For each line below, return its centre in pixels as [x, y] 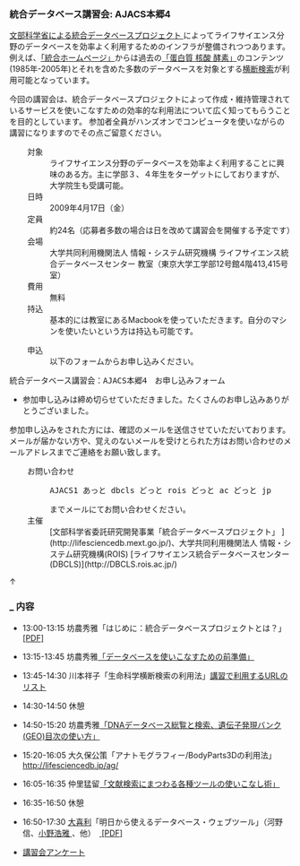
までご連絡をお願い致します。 [111, 452]
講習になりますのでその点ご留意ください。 [88, 133]
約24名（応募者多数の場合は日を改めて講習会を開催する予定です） [172, 230]
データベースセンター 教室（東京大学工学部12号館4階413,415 [169, 264]
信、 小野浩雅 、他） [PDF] [73, 833]
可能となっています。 [56, 80]
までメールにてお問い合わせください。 [120, 509]
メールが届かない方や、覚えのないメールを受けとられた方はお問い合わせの [146, 441]
